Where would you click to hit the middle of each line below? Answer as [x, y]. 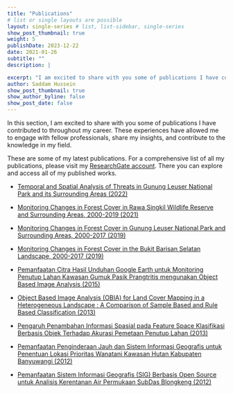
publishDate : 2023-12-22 [43, 46]
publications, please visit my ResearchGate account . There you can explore [115, 166]
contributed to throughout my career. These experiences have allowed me [113, 130]
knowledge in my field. [40, 145]
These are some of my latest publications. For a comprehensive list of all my [116, 158]
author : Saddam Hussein [42, 84]
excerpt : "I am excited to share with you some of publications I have [113, 77]
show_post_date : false [40, 103]
